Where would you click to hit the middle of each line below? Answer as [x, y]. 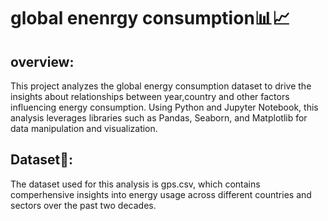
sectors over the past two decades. [83, 205]
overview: [42, 61]
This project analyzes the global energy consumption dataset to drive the [161, 86]
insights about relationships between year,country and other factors [150, 96]
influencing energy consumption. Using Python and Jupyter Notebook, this [164, 107]
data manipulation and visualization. [84, 128]
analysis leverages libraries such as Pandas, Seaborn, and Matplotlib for [159, 118]
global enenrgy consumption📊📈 [150, 18]
